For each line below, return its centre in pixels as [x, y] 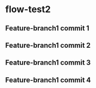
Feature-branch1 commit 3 [48, 63]
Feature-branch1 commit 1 [47, 28]
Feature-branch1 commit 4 [48, 80]
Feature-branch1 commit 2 [48, 45]
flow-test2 [28, 9]
